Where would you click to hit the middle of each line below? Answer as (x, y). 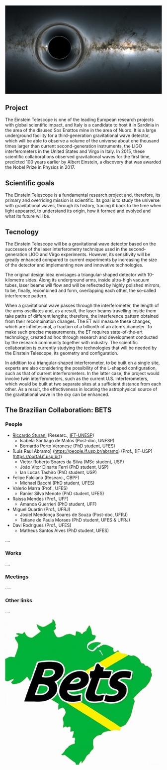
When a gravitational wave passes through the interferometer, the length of (82, 305)
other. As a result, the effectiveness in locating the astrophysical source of (81, 389)
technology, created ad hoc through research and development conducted (82, 337)
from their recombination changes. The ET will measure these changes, (78, 321)
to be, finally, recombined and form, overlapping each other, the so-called (81, 290)
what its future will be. (28, 216)
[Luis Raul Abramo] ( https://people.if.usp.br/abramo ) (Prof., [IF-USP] (82, 451)
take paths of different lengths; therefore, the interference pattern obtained (82, 316)
